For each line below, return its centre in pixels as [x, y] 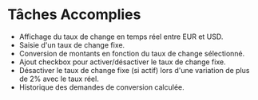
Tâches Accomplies [74, 15]
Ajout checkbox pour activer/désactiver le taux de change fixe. [122, 62]
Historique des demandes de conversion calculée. [101, 87]
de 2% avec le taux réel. [59, 79]
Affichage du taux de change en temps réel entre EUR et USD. [121, 37]
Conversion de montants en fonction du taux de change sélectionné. [132, 53]
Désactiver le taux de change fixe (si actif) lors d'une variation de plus [134, 70]
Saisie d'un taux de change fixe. [72, 44]
